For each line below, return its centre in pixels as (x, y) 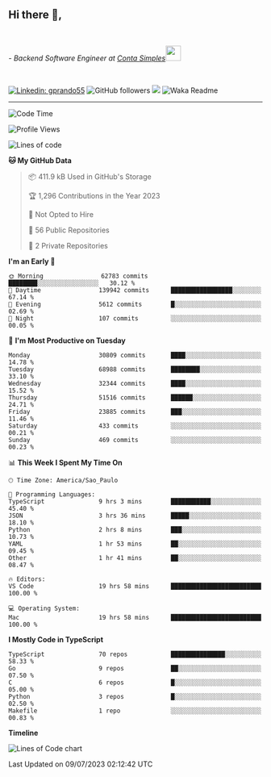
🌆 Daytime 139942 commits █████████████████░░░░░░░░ (135, 290)
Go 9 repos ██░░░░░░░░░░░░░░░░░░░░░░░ (135, 668)
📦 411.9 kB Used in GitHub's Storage (90, 176)
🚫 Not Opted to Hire (61, 214)
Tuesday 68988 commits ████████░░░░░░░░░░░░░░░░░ (135, 369)
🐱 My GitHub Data (40, 160)
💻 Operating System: (44, 608)
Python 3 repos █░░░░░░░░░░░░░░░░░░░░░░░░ (135, 696)
